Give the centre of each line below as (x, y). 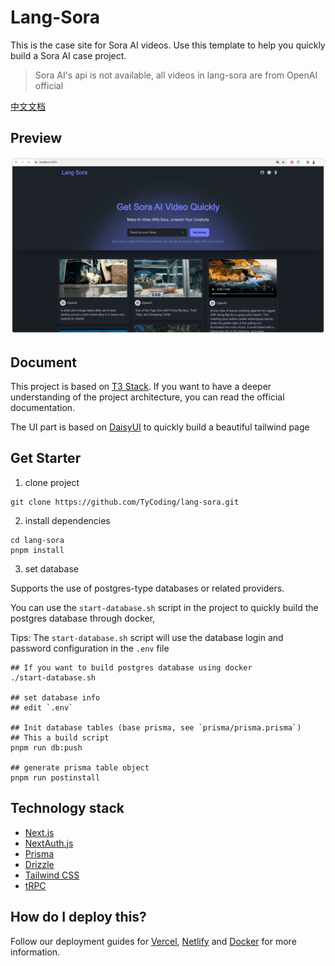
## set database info (55, 697)
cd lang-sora (37, 540)
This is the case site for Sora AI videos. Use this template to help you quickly (168, 45)
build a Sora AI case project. (68, 55)
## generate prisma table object (80, 767)
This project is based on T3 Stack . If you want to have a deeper (141, 387)
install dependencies (67, 520)
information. (35, 952)
